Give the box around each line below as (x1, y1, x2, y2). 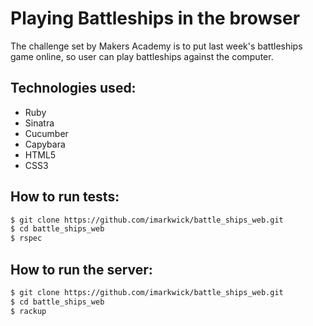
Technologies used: (10, 80, 137, 97)
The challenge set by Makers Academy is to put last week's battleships (10, 40, 303, 52)
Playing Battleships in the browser (10, 7, 301, 30)
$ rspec (10, 233, 43, 244)
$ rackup (10, 306, 47, 316)
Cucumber (24, 127, 69, 139)
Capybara (24, 138, 66, 150)
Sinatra (24, 117, 55, 129)
